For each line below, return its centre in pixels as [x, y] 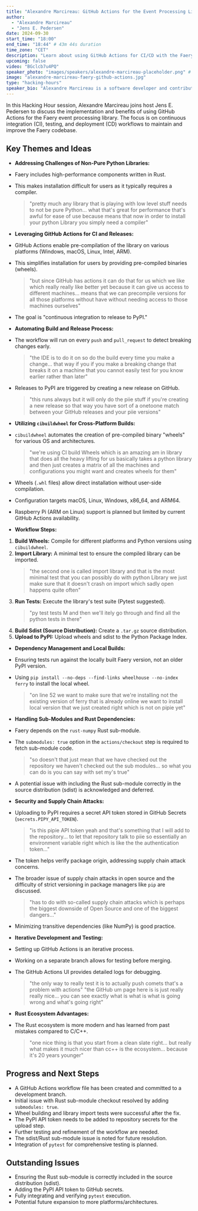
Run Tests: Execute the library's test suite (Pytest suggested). [90, 601]
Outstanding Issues [43, 1163]
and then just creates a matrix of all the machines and [95, 465]
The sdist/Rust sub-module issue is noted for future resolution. [91, 1138]
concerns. [27, 867]
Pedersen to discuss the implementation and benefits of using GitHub [90, 111]
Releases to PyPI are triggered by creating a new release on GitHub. [97, 388]
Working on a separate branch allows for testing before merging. [93, 960]
